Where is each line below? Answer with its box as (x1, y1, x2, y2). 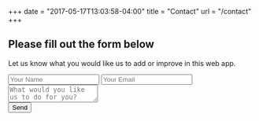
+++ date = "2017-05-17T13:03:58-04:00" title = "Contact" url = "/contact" (8, 7, 252, 16)
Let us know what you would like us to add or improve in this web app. (8, 58, 236, 68)
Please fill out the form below (8, 38, 155, 51)
